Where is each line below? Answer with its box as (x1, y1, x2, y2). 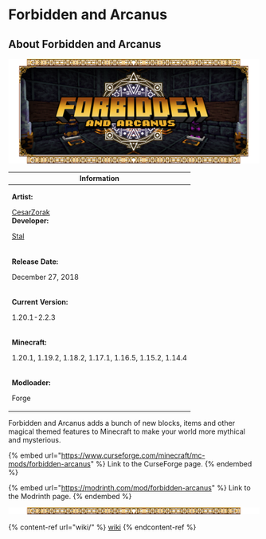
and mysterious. (8, 435, 61, 444)
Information (79, 174, 119, 183)
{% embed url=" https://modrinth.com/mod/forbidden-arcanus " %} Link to (8, 482, 251, 492)
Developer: (11, 216, 49, 226)
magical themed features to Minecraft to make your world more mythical (8, 427, 245, 436)
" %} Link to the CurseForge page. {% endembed (90, 458, 252, 468)
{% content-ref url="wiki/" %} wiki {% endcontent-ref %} (8, 522, 197, 532)
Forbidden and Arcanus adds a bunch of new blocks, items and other (8, 418, 236, 427)
